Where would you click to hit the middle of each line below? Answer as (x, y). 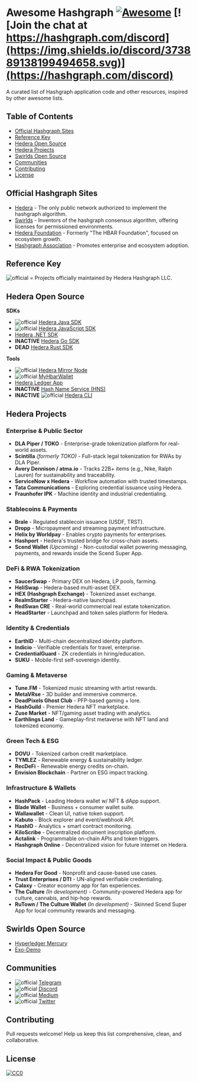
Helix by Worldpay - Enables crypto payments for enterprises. (91, 535)
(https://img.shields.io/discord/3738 (98, 50)
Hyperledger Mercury (41, 943)
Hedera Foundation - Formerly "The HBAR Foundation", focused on (96, 233)
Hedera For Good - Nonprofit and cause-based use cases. (86, 873)
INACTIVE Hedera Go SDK (47, 341)
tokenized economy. (39, 726)
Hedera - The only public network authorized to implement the (91, 207)
